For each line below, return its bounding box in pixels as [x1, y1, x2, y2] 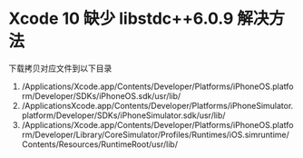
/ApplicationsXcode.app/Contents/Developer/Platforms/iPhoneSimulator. [21, 100, 294, 111]
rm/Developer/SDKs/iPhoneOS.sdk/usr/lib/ [21, 90, 181, 101]
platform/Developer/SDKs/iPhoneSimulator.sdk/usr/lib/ [21, 110, 226, 121]
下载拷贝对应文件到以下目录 [8, 63, 112, 74]
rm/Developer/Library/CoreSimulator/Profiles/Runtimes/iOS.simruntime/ [21, 129, 289, 140]
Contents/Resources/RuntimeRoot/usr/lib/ [21, 138, 179, 150]
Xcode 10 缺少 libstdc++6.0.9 [8, 8, 234, 29]
